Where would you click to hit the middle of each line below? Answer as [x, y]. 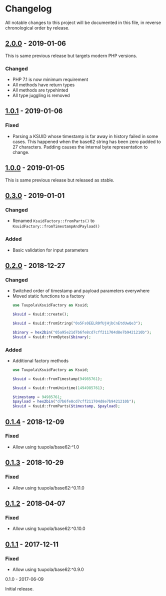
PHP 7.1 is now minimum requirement [50, 79]
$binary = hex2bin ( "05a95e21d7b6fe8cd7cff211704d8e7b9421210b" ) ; [82, 332]
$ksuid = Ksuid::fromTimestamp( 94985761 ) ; [57, 379]
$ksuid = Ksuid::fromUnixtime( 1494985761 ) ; [58, 388]
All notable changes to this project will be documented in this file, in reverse [83, 22]
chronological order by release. [37, 27]
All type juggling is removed [41, 95]
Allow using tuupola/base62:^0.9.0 [48, 569]
